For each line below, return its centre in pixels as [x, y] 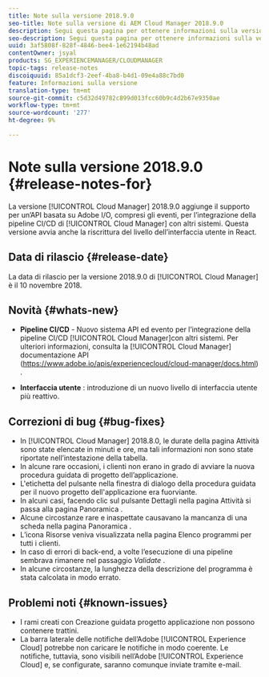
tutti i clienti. [40, 544]
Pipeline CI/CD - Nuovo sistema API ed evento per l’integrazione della [135, 329]
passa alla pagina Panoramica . [71, 509]
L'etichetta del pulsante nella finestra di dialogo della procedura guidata [138, 483]
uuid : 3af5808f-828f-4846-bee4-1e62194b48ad [84, 46]
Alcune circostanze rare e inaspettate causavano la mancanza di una [134, 518]
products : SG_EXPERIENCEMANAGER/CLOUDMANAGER [85, 61]
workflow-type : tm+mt [44, 105]
